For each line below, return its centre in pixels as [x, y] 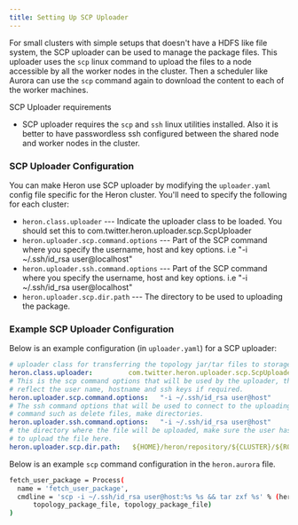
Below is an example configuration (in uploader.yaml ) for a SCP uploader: [143, 349]
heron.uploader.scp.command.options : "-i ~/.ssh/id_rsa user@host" [141, 397]
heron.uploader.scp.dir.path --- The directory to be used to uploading [153, 296]
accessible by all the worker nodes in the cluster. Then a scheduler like [139, 71]
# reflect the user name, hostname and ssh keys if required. [126, 389]
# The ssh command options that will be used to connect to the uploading [150, 406]
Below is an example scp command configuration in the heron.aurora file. [143, 464]
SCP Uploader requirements [60, 106]
